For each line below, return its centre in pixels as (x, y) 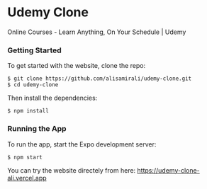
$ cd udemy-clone (33, 85)
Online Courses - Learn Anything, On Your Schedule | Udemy (97, 32)
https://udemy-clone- (168, 170)
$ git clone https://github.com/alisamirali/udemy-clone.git (100, 79)
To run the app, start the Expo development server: (82, 144)
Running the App (37, 129)
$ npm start (25, 157)
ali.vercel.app (27, 178)
